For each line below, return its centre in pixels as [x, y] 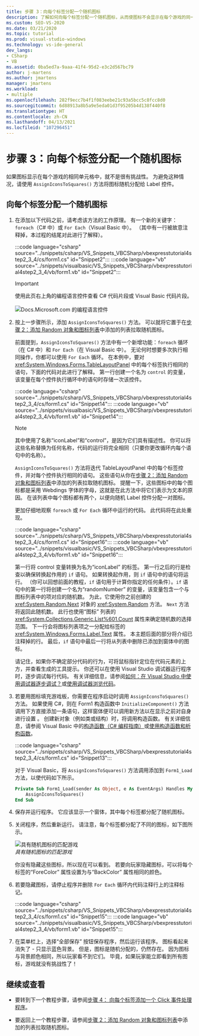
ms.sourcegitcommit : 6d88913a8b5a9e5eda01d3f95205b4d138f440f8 [86, 106]
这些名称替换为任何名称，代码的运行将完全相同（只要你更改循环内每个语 [103, 448]
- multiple [20, 95]
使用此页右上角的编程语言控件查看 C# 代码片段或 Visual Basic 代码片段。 [103, 295]
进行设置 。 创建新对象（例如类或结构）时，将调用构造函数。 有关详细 [100, 718]
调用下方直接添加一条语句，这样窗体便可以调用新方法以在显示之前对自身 [103, 711]
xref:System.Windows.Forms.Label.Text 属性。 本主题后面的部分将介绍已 [103, 634]
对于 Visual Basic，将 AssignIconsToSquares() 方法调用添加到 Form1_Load [103, 770]
